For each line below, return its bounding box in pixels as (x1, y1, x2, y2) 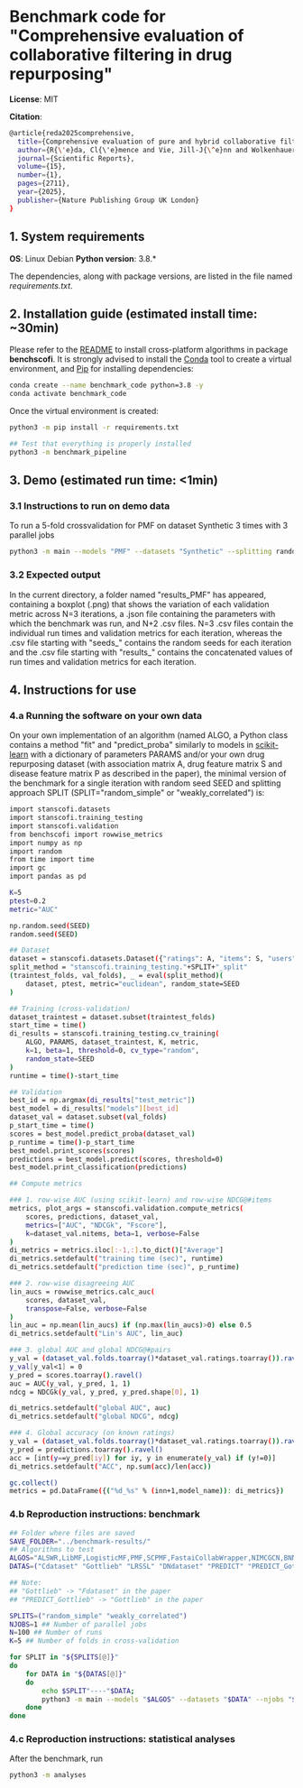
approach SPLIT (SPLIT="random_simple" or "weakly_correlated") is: (9, 788, 265, 798)
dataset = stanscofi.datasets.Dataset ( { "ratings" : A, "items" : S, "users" (9, 954, 297, 963)
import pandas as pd (9, 872, 87, 881)
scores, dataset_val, (25, 1295, 106, 1304)
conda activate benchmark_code (9, 390, 127, 399)
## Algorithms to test (9, 1545, 95, 1554)
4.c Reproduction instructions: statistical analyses (9, 1733, 236, 1746)
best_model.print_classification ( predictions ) (9, 1163, 188, 1172)
